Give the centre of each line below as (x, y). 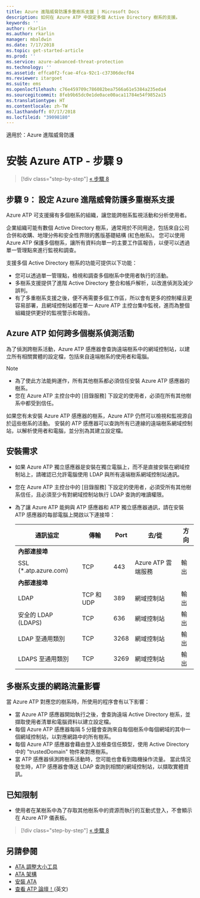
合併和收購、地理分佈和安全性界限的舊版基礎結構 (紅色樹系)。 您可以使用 (96, 235)
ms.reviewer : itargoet (34, 78)
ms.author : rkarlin (30, 34)
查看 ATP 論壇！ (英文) (41, 889)
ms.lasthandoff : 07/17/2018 (41, 112)
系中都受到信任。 (36, 403)
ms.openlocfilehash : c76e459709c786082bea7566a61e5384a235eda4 (86, 90)
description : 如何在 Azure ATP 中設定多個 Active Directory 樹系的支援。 (93, 17)
